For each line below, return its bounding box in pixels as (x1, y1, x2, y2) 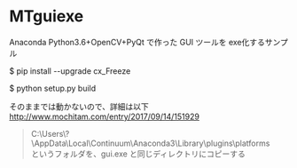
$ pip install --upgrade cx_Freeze (9, 65, 131, 76)
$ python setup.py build (9, 83, 97, 93)
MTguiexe (9, 6, 84, 27)
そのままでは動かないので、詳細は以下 (9, 100, 149, 112)
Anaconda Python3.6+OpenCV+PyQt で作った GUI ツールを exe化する (9, 36, 266, 47)
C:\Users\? (30, 128, 70, 139)
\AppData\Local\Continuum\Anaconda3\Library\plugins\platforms (30, 138, 270, 148)
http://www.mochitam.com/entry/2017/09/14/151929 (9, 111, 199, 122)
